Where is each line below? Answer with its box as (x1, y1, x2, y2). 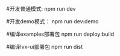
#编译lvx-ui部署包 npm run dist (6, 43, 83, 50)
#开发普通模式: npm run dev (6, 5, 76, 12)
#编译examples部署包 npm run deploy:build (6, 30, 115, 38)
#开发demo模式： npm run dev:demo (6, 18, 99, 25)
